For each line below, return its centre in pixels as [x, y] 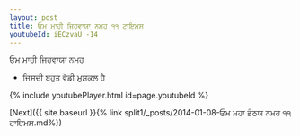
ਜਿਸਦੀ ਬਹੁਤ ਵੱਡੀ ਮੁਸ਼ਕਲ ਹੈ [64, 78]
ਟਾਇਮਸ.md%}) [36, 123]
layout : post [34, 17]
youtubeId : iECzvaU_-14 [54, 34]
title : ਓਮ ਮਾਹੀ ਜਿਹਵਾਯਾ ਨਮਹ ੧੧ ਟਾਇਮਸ [76, 26]
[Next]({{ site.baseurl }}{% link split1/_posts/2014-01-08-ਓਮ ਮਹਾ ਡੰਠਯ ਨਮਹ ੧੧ [150, 113]
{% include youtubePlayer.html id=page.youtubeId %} [109, 96]
